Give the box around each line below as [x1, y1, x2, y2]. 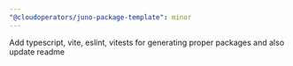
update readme [9, 46, 66, 57]
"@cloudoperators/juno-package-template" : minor [9, 12, 192, 22]
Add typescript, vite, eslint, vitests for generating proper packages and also [9, 37, 285, 48]
